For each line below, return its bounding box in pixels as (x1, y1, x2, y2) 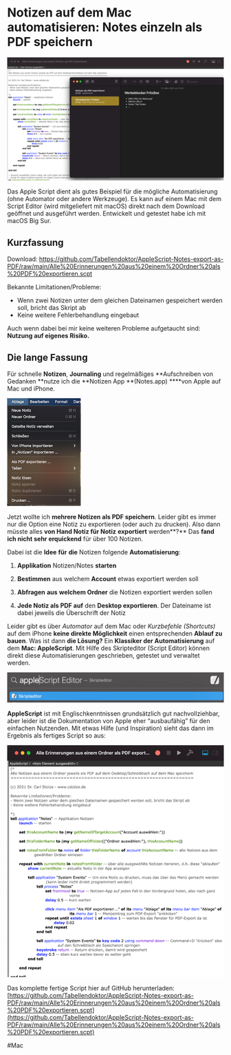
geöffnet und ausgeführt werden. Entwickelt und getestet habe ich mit (7, 209, 206, 218)
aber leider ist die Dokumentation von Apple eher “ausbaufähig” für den (7, 717, 210, 725)
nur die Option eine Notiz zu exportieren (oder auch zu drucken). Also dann (7, 520, 221, 528)
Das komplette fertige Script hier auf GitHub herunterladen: (7, 984, 175, 992)
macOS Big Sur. (7, 217, 52, 225)
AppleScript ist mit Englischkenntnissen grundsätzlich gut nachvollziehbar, (7, 709, 220, 718)
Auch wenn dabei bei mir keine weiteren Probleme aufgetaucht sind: (7, 324, 201, 333)
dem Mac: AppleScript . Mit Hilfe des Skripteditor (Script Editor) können (7, 644, 210, 652)
